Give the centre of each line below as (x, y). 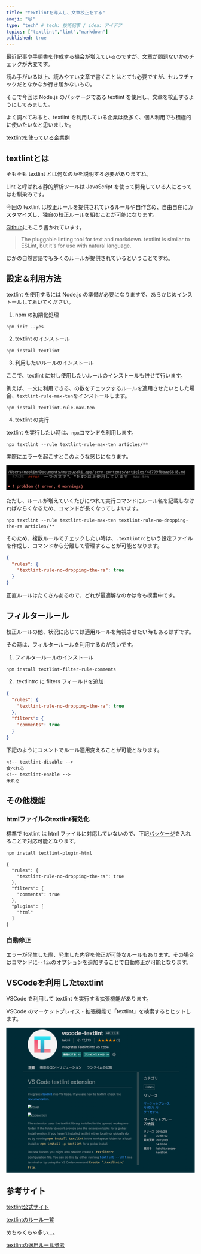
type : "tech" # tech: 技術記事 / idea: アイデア (64, 25)
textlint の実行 (32, 420)
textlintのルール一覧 (31, 1219)
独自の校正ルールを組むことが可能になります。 (100, 214)
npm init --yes (25, 327)
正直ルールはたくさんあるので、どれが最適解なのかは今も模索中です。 (92, 595)
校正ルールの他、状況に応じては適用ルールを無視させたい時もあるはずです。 (100, 632)
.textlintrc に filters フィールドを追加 (59, 681)
